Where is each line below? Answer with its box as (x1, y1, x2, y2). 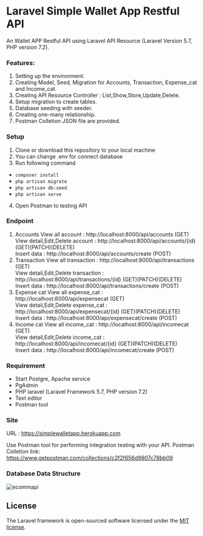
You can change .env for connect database (15, 152, 123, 160)
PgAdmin (15, 382, 38, 389)
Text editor (15, 394, 42, 402)
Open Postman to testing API (15, 201, 87, 209)
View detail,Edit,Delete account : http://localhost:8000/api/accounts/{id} (15, 237, 196, 244)
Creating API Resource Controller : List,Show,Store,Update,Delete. (15, 92, 181, 99)
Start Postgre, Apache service (15, 375, 91, 382)
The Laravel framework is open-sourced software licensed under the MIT (6, 517, 190, 524)
